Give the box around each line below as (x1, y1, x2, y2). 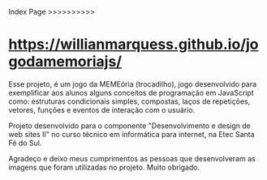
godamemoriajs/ (8, 53, 123, 71)
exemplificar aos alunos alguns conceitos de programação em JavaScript (8, 88, 254, 97)
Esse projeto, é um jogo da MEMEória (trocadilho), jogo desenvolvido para (8, 79, 257, 88)
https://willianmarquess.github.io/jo (8, 36, 259, 54)
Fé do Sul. (8, 138, 42, 148)
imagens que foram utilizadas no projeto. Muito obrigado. (8, 162, 200, 172)
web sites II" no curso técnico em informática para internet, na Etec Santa (8, 129, 255, 139)
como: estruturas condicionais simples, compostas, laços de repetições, (8, 96, 251, 106)
